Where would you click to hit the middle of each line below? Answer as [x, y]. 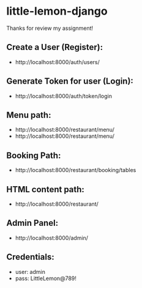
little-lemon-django [57, 11]
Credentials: [30, 257]
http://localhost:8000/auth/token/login [63, 96]
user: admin [30, 272]
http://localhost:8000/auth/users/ [57, 62]
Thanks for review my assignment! [50, 28]
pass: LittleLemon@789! [46, 278]
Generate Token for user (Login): [70, 81]
